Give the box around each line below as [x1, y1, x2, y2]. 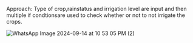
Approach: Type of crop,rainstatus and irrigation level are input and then [6, 5, 187, 12]
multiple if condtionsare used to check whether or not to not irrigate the [6, 12, 185, 19]
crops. [6, 18, 22, 25]
